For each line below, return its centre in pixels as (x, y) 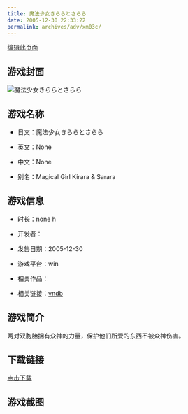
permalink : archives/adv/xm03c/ (54, 27)
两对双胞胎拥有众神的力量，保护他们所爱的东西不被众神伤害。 (96, 336)
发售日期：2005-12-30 (50, 248)
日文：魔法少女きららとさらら (60, 132)
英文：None (35, 147)
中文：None (35, 162)
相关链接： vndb (40, 293)
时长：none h (37, 219)
